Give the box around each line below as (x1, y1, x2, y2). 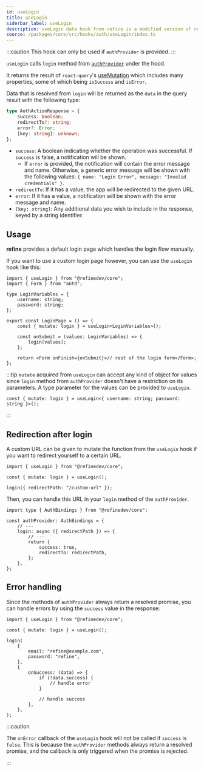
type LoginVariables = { (6, 291, 69, 297)
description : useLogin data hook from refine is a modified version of (6, 25, 191, 32)
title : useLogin (6, 15, 47, 21)
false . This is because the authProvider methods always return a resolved (6, 741, 192, 748)
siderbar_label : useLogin (6, 20, 72, 26)
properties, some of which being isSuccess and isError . (6, 78, 147, 86)
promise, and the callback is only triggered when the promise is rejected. (6, 747, 189, 755)
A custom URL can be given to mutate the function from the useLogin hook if (6, 446, 197, 452)
